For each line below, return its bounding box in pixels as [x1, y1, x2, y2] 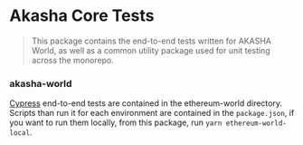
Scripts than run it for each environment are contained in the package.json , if [9, 108, 295, 119]
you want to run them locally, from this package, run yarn [9, 117, 223, 128]
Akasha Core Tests [9, 5, 155, 26]
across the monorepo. [31, 54, 115, 65]
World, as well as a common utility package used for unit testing [31, 44, 270, 55]
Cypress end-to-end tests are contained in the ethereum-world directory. [9, 98, 283, 109]
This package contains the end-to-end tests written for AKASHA [31, 35, 271, 46]
